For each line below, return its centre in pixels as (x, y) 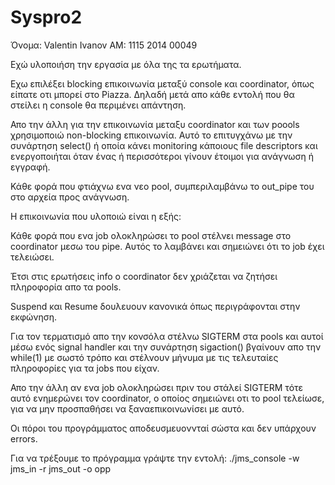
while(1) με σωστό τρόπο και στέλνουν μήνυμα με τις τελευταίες (144, 357)
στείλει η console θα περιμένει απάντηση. (98, 105)
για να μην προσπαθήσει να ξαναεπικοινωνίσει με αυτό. (127, 408)
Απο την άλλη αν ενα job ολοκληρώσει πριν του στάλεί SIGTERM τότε (157, 387)
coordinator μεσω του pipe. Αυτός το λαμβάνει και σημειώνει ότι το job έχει (167, 246)
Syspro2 (46, 17)
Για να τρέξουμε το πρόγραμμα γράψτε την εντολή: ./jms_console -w (155, 458)
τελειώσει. (32, 257)
